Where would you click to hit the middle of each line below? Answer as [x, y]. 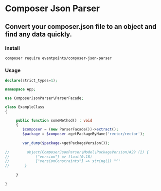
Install [13, 48]
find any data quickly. [38, 34]
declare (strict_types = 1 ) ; [31, 81]
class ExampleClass [25, 107]
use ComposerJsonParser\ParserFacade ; [44, 98]
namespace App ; [20, 89]
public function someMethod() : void [54, 120]
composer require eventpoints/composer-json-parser [58, 58]
